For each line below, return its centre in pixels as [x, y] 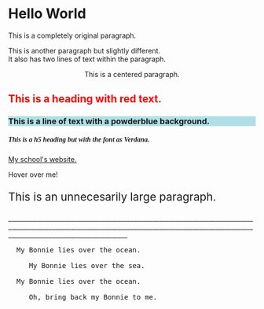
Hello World [47, 14]
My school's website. [42, 160]
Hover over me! [33, 175]
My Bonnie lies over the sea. [87, 265]
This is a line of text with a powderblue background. [109, 121]
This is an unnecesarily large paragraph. [112, 197]
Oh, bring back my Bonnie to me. [93, 297]
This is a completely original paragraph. [72, 35]
